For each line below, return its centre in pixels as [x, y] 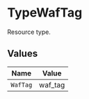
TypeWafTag [45, 13]
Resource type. [29, 32]
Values [23, 54]
